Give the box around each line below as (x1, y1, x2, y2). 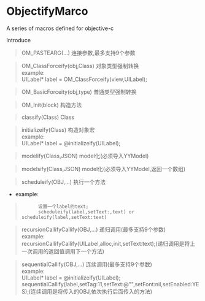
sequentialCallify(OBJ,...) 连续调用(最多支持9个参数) (21, 261, 152, 268)
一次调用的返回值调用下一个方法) (21, 247, 104, 255)
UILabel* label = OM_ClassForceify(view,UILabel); (21, 75, 147, 83)
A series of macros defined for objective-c (6, 25, 114, 32)
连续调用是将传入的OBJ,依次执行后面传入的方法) (30, 288, 152, 295)
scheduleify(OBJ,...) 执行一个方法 (21, 178, 106, 185)
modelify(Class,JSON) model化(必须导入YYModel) (21, 152, 149, 159)
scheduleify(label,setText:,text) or (37, 208, 135, 215)
